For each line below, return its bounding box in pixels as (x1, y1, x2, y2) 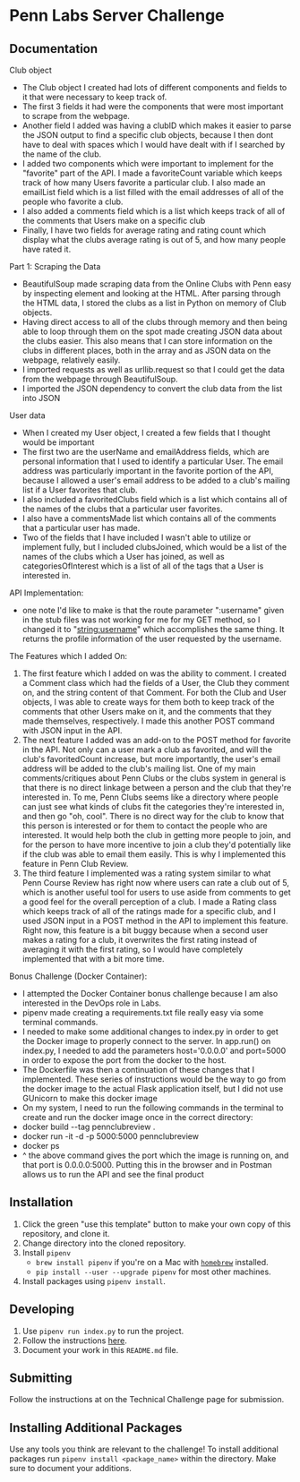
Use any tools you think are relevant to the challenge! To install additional (9, 1443, 279, 1455)
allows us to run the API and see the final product (21, 1169, 204, 1179)
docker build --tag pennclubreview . (21, 1121, 156, 1132)
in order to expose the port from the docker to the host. (21, 1055, 227, 1066)
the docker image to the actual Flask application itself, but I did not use (21, 1084, 284, 1093)
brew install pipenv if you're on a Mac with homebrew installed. (35, 1256, 269, 1267)
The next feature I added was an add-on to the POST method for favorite (21, 735, 291, 745)
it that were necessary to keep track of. (21, 91, 167, 102)
